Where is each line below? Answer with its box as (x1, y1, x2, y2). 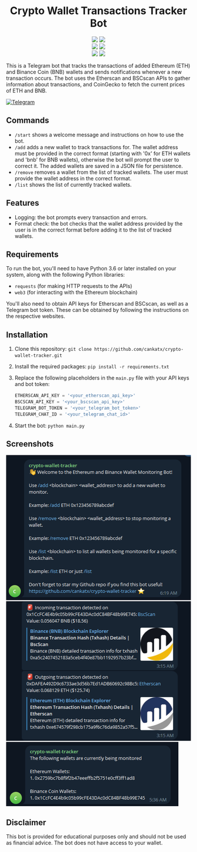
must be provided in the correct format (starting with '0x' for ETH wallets (14, 150, 191, 157)
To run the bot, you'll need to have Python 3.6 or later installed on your (6, 265, 177, 272)
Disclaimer (6, 817, 46, 827)
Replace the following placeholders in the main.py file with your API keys (14, 374, 189, 381)
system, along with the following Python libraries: (6, 271, 125, 279)
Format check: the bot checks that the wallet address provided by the (14, 220, 183, 227)
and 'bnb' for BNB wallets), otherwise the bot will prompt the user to (14, 156, 179, 163)
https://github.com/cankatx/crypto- (94, 347, 184, 353)
